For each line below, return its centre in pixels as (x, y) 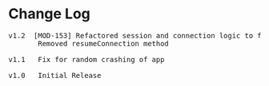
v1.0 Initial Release (55, 75)
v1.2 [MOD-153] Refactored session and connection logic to (131, 35)
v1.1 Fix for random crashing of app (86, 59)
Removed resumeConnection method (104, 43)
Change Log (49, 14)
